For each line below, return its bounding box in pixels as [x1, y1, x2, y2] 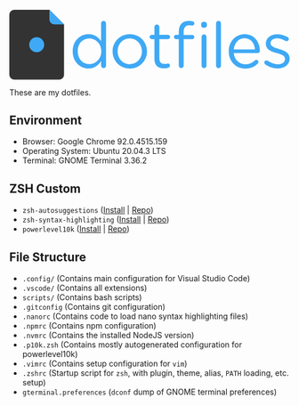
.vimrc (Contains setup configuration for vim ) [21, 358, 188, 369]
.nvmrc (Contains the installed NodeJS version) [21, 329, 195, 340]
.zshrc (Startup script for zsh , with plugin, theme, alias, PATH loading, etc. [21, 367, 289, 378]
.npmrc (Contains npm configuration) [21, 320, 158, 330]
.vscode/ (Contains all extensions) [21, 282, 148, 293]
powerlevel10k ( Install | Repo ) [21, 223, 131, 234]
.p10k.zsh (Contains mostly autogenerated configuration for [21, 339, 243, 350]
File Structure [9, 249, 86, 264]
